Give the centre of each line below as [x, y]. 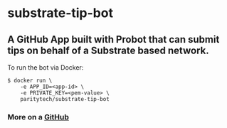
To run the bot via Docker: [46, 68]
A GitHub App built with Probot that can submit [114, 39]
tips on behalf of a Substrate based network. [108, 50]
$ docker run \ [30, 80]
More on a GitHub [38, 117]
